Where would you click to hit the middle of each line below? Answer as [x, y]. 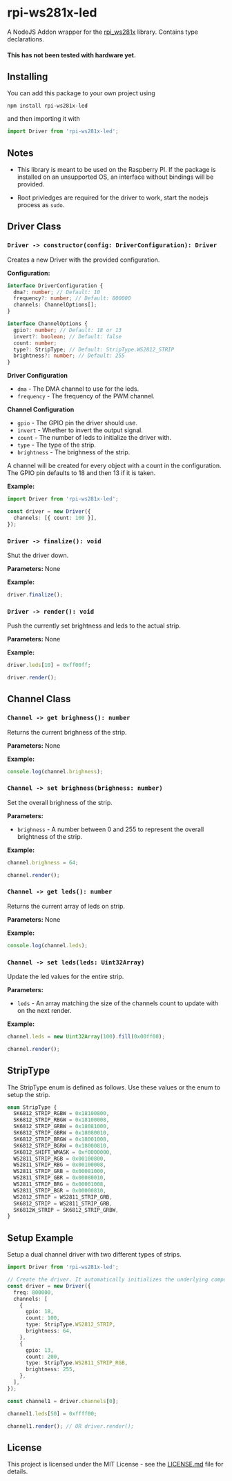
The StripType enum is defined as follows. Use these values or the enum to [114, 1087]
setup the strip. [29, 1094]
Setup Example [40, 1238]
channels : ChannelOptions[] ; [55, 305]
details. [18, 1471]
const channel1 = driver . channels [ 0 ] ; [63, 1401]
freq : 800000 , [33, 1293]
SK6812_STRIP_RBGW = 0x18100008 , [61, 1120]
